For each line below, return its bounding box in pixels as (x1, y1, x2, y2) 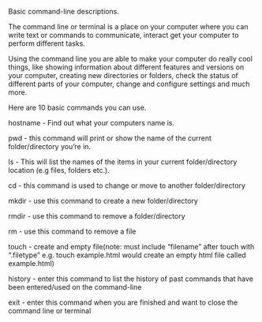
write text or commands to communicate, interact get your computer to (8, 31, 239, 39)
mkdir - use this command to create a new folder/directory (8, 197, 199, 205)
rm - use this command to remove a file (8, 227, 137, 236)
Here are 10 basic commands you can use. (8, 103, 147, 112)
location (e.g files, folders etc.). (8, 166, 110, 174)
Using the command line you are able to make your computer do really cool (8, 54, 253, 63)
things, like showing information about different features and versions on (8, 62, 245, 72)
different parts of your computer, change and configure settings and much (8, 79, 250, 88)
